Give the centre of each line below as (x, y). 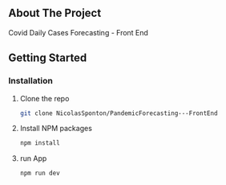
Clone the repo (44, 98)
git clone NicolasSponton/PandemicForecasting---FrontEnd (119, 113)
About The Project (55, 13)
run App (33, 158)
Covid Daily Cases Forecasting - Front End (78, 32)
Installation (31, 81)
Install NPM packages (56, 129)
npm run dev (40, 173)
